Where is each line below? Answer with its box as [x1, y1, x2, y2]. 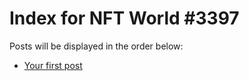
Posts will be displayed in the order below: [9, 40, 184, 52]
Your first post [23, 59, 83, 71]
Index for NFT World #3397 [9, 7, 240, 30]
